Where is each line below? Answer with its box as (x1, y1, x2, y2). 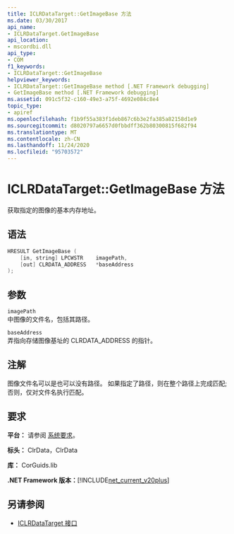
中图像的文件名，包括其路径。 (7, 315, 94, 324)
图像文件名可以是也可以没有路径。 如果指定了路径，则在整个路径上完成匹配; (7, 379, 228, 388)
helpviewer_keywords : (7, 76, 71, 83)
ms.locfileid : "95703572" (7, 149, 83, 156)
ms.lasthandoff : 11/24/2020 (7, 142, 90, 149)
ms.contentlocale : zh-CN (7, 135, 80, 142)
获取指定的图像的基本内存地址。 (7, 206, 100, 214)
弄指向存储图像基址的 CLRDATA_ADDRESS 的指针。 (7, 337, 157, 345)
